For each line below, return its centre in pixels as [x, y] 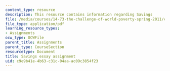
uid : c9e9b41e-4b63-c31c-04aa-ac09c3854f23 [52, 61]
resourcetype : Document [30, 51]
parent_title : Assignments [34, 42]
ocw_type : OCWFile [25, 38]
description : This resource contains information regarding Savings [79, 14]
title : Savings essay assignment [40, 56]
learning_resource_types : [32, 28]
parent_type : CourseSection [35, 47]
